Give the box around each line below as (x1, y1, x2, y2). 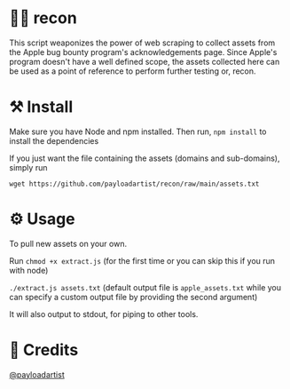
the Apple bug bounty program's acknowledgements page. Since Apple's (9, 46, 278, 57)
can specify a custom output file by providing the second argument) (9, 291, 258, 302)
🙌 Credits (9, 340, 79, 360)
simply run (9, 162, 48, 172)
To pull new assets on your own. (9, 238, 127, 249)
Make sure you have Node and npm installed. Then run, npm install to (9, 126, 267, 137)
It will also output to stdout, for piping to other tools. (9, 308, 199, 319)
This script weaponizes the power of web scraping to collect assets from (9, 37, 276, 48)
